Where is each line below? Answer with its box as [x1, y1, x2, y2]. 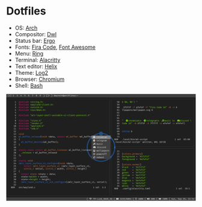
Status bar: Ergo [14, 37, 55, 44]
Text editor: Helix [14, 62, 58, 70]
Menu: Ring [14, 49, 44, 57]
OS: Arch [14, 24, 38, 31]
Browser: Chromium [14, 75, 65, 83]
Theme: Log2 [14, 69, 49, 76]
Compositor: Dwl [14, 30, 57, 37]
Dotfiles [6, 4, 46, 18]
